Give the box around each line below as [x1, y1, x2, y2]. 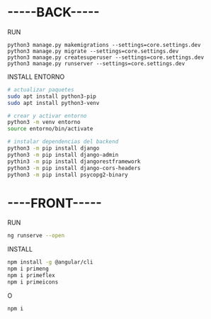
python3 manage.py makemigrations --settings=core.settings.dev [7, 41, 201, 48]
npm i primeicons [7, 278, 59, 286]
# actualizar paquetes [7, 86, 74, 93]
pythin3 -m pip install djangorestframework [7, 157, 141, 165]
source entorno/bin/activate [7, 125, 93, 133]
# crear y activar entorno [7, 112, 87, 119]
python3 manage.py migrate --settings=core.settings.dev [7, 47, 179, 55]
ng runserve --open [7, 232, 65, 240]
